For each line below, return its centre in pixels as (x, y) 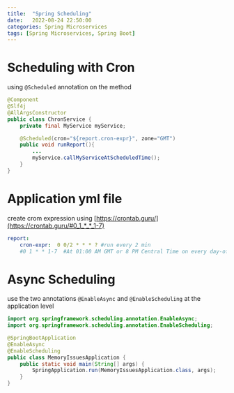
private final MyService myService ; (73, 126)
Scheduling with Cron (71, 68)
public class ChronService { (49, 119)
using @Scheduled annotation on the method (70, 87)
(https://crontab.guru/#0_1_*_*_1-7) (56, 225)
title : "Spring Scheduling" (49, 14)
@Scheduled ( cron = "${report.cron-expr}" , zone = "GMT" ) (98, 138)
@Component (23, 100)
